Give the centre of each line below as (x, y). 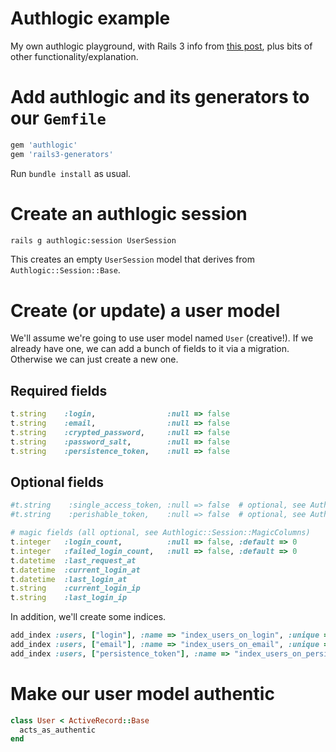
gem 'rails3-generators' (62, 154)
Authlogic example (90, 18)
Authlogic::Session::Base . (65, 270)
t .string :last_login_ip (69, 598)
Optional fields (57, 482)
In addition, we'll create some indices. (88, 617)
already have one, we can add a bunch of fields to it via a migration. (150, 349)
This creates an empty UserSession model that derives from (133, 259)
